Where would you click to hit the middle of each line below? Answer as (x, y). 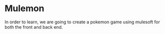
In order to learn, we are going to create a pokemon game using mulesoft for (82, 22)
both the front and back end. (34, 27)
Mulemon (24, 8)
